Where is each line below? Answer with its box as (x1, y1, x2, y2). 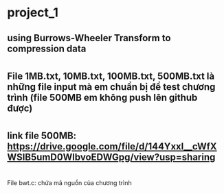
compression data (7, 43, 87, 54)
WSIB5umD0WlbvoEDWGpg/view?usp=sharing (7, 151, 216, 162)
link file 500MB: (7, 130, 77, 141)
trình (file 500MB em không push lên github (7, 91, 198, 104)
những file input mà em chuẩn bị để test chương (7, 81, 216, 93)
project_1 (7, 5, 58, 21)
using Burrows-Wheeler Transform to (7, 32, 171, 44)
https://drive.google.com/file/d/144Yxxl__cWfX (7, 141, 218, 152)
